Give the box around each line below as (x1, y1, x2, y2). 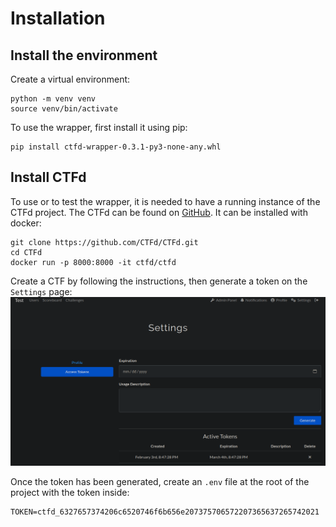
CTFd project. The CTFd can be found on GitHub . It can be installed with (10, 206, 308, 218)
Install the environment (10, 47, 158, 64)
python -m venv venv (10, 94, 97, 104)
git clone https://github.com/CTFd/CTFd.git (10, 237, 199, 247)
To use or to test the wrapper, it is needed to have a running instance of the (10, 195, 321, 207)
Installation (10, 7, 106, 30)
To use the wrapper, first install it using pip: (10, 122, 188, 133)
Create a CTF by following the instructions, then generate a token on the (10, 275, 308, 287)
